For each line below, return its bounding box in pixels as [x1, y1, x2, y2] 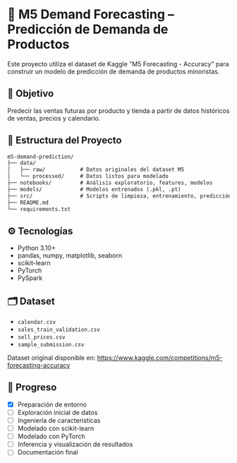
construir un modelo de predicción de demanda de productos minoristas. [7, 67, 220, 76]
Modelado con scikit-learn [17, 424, 95, 433]
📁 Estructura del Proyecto [7, 134, 122, 147]
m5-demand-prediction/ [7, 153, 74, 160]
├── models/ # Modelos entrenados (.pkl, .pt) [7, 186, 181, 193]
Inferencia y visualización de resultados [17, 440, 133, 449]
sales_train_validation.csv [17, 326, 100, 334]
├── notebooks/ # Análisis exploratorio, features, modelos [7, 179, 213, 186]
